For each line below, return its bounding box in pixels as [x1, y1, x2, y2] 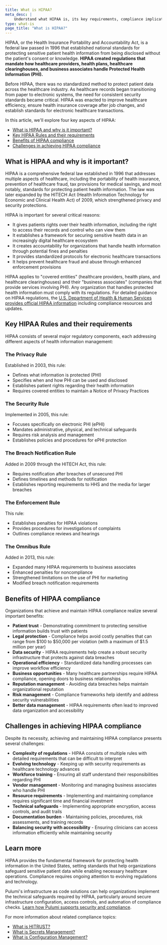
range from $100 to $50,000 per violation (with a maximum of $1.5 [12, 639, 148, 645]
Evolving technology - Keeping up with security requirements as [12, 760, 146, 766]
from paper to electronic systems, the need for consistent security [5, 92, 141, 98]
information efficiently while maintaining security [12, 829, 112, 836]
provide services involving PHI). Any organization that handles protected [5, 284, 154, 290]
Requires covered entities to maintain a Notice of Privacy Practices [12, 388, 149, 394]
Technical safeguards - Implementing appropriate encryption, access [12, 803, 156, 809]
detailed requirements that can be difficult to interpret [12, 755, 123, 761]
